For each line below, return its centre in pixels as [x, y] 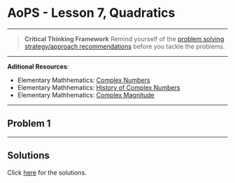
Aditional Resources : [38, 66]
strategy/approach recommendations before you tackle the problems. [124, 46]
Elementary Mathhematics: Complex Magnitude [86, 95]
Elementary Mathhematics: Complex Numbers [84, 80]
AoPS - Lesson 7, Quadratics [91, 13]
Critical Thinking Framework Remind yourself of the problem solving [124, 39]
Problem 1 [29, 124]
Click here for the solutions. [47, 172]
